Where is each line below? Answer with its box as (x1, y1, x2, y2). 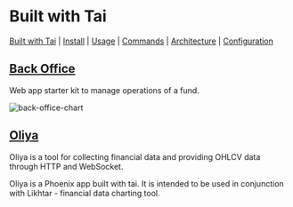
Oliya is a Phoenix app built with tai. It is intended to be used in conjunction (9, 178, 285, 188)
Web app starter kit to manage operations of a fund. (9, 84, 200, 95)
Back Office (9, 61, 76, 76)
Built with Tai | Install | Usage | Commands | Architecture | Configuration (9, 36, 274, 46)
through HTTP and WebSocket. (9, 161, 124, 171)
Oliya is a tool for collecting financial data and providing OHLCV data (9, 151, 261, 162)
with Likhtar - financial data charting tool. (9, 187, 160, 198)
